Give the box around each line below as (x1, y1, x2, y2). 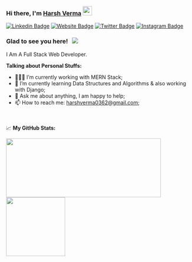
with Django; (14, 86, 46, 93)
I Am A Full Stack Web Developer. (6, 51, 87, 58)
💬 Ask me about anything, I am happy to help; (14, 92, 125, 100)
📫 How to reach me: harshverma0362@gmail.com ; (14, 99, 140, 106)
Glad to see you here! (6, 37, 68, 45)
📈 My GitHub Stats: (6, 124, 56, 131)
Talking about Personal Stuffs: (6, 62, 82, 69)
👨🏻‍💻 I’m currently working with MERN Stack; (14, 74, 123, 81)
